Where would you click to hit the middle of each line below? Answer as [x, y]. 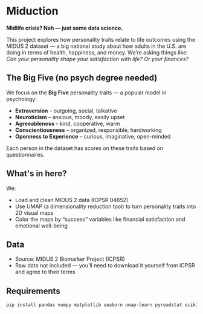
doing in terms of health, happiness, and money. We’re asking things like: [97, 52]
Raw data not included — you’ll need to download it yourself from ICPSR [105, 266]
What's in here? [37, 174]
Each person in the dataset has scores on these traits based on [85, 148]
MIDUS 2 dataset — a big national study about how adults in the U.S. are [96, 46]
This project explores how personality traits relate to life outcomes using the [101, 39]
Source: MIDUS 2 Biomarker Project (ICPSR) [70, 259]
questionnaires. [26, 154]
